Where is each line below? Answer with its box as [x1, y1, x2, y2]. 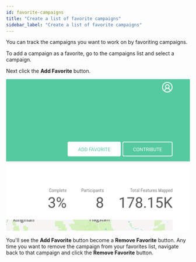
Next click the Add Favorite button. [6, 67, 91, 74]
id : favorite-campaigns [6, 9, 64, 15]
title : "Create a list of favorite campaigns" [6, 15, 121, 22]
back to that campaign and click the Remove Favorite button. [6, 249, 153, 256]
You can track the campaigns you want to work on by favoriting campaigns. [6, 39, 188, 46]
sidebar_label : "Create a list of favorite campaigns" [6, 22, 142, 28]
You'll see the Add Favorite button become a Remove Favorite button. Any [6, 236, 186, 243]
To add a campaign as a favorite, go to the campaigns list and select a [6, 50, 174, 57]
